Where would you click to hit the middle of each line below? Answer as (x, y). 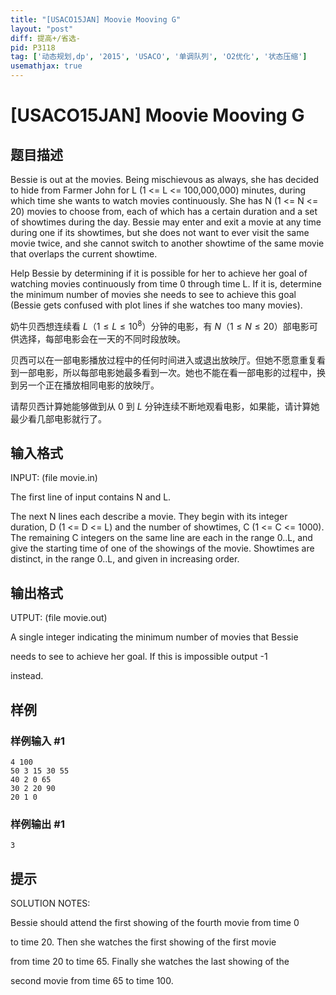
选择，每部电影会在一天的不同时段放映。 (102, 338)
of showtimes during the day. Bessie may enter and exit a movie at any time (166, 222)
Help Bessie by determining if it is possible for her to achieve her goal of (159, 273)
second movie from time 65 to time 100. (92, 981)
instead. (27, 676)
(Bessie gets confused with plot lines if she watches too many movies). (156, 305)
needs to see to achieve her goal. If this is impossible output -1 (139, 657)
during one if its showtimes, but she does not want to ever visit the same (160, 232)
